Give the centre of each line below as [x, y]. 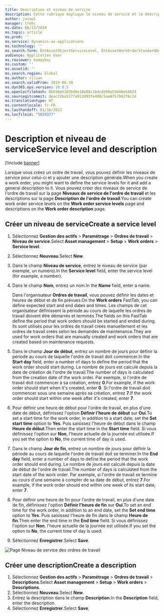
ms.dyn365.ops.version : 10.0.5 [37, 87]
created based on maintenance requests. [53, 342]
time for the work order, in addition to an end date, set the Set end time [84, 510]
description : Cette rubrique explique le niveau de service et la [74, 14]
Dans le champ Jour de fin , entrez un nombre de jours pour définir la [81, 448]
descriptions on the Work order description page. [56, 208]
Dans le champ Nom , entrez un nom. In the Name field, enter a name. [82, 285]
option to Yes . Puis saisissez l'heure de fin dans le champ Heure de [80, 515]
